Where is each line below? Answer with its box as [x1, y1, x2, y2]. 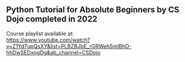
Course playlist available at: [6, 30, 74, 37]
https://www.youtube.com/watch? [6, 36, 90, 44]
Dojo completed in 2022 [6, 14, 98, 24]
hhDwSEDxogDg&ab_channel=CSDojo [6, 49, 101, 56]
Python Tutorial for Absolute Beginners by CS [6, 5, 180, 15]
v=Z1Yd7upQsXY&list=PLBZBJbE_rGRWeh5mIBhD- [6, 42, 132, 49]
